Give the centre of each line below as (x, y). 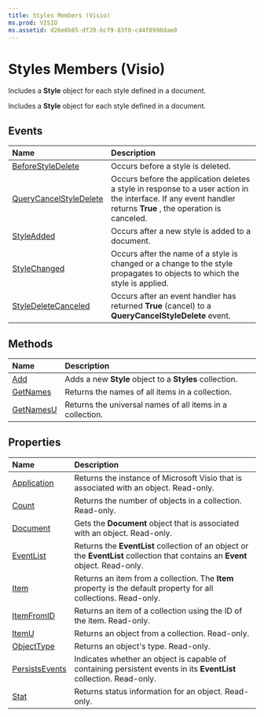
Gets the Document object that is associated (157, 523)
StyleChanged (38, 268)
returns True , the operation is (166, 209)
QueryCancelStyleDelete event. (171, 316)
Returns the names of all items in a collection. (148, 392)
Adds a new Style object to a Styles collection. (151, 379)
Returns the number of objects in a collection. (158, 501)
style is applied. (140, 283)
